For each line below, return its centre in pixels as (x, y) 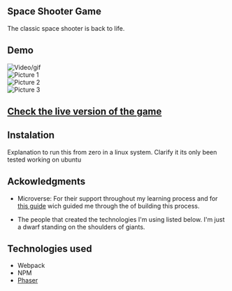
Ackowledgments (46, 182)
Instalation (31, 135)
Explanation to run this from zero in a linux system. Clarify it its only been (112, 152)
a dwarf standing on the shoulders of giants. (81, 227)
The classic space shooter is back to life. (66, 28)
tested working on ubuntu (44, 159)
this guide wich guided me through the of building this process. (109, 206)
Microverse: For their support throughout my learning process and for (117, 198)
